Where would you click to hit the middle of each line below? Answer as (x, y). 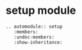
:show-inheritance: (38, 42)
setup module (41, 11)
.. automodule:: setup (34, 27)
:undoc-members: (34, 37)
